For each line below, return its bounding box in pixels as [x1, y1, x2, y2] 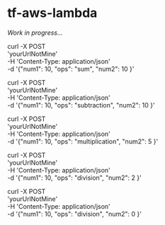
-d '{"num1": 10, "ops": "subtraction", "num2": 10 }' [7, 100, 155, 109]
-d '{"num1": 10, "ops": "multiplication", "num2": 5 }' [7, 137, 159, 146]
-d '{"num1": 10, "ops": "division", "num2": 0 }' [7, 209, 142, 218]
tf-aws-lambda [7, 5, 98, 21]
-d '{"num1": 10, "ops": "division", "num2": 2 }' [7, 173, 142, 182]
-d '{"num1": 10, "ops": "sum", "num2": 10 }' [7, 64, 135, 73]
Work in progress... [7, 28, 63, 37]
